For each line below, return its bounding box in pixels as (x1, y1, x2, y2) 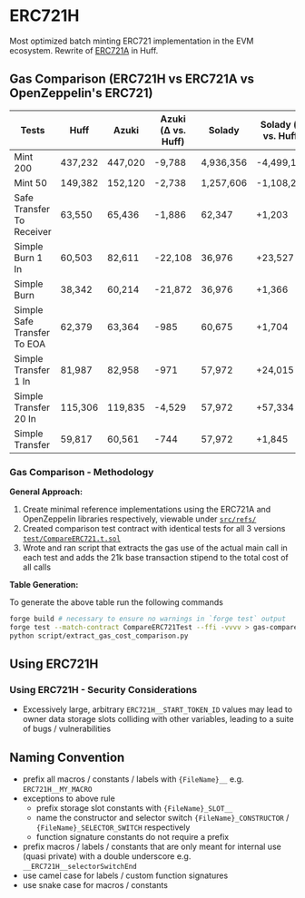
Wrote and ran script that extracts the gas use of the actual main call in (22, 542, 288, 553)
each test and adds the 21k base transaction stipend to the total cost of (22, 552, 289, 563)
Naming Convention (9, 749, 125, 765)
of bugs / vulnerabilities (22, 723, 112, 735)
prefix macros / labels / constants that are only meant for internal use (22, 841, 281, 853)
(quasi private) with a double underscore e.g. (22, 851, 192, 862)
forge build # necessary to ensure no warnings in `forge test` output (9, 614, 286, 624)
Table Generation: (9, 580, 79, 591)
